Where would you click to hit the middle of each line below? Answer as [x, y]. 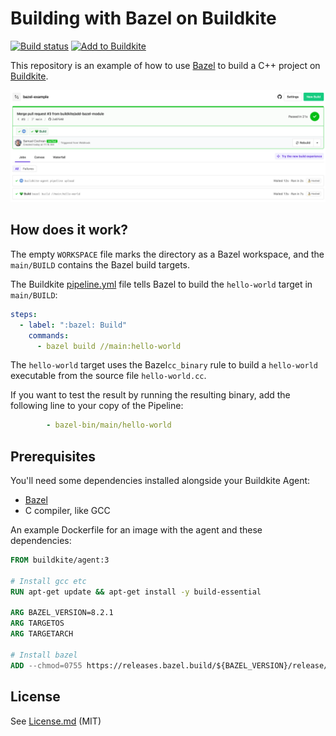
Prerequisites [53, 456]
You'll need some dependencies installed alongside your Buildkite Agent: [160, 481]
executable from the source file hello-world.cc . [108, 376]
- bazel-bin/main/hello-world [109, 425]
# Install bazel [44, 655]
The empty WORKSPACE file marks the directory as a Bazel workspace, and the [167, 254]
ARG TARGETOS [37, 623]
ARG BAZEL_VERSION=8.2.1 [62, 613]
